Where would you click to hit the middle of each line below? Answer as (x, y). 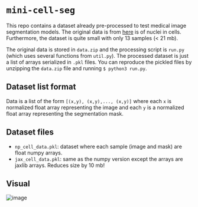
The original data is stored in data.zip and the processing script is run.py (95, 50)
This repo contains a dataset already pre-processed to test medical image (96, 25)
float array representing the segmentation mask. (65, 113)
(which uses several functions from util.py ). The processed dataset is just (98, 55)
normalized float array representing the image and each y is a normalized (95, 107)
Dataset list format (41, 87)
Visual (18, 184)
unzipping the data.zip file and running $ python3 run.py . (77, 68)
